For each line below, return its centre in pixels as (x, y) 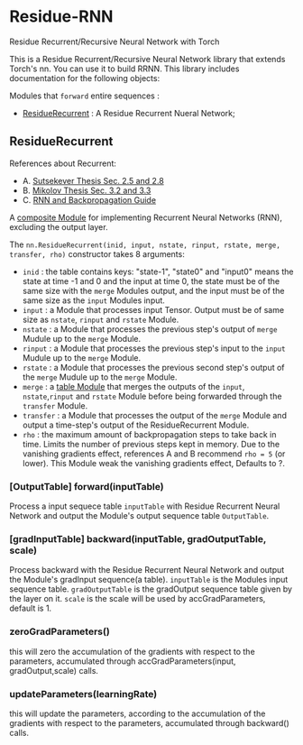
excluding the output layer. (59, 226)
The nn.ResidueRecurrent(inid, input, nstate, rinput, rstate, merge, (145, 244)
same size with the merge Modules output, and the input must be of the (153, 290)
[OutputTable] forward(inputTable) (87, 486)
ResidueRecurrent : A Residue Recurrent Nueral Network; (129, 113)
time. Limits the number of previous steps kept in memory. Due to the (151, 444)
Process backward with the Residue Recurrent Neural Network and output (147, 570)
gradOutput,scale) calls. (54, 670)
